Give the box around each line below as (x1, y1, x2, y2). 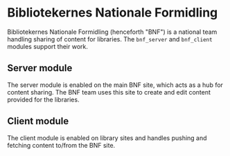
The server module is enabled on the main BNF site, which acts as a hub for (7, 81, 224, 89)
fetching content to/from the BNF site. (7, 141, 116, 149)
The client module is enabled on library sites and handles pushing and (7, 133, 207, 142)
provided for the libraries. (7, 95, 80, 104)
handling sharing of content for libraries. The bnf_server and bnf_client (7, 35, 213, 43)
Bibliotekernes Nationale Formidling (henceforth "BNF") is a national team (7, 28, 218, 36)
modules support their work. (7, 42, 89, 50)
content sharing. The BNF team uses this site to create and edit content (7, 88, 211, 96)
